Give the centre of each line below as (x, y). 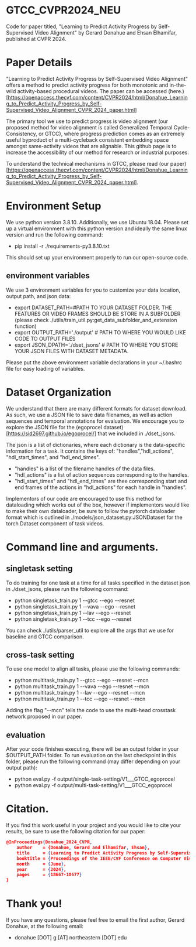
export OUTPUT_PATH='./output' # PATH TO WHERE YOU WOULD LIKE (100, 332)
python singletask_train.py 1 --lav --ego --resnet (73, 613)
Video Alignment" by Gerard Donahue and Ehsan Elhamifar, (106, 32)
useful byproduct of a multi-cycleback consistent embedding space (87, 140)
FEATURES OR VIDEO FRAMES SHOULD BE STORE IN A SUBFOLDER (97, 313)
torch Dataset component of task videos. (55, 523)
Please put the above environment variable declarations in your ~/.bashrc (94, 362)
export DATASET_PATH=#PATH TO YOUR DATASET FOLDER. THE (93, 307)
